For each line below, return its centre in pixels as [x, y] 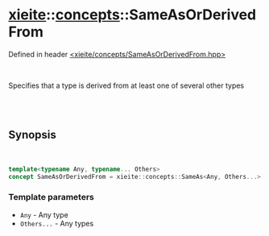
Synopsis [32, 135]
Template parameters [51, 197]
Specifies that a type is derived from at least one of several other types [126, 85]
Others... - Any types [57, 223]
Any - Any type [44, 214]
